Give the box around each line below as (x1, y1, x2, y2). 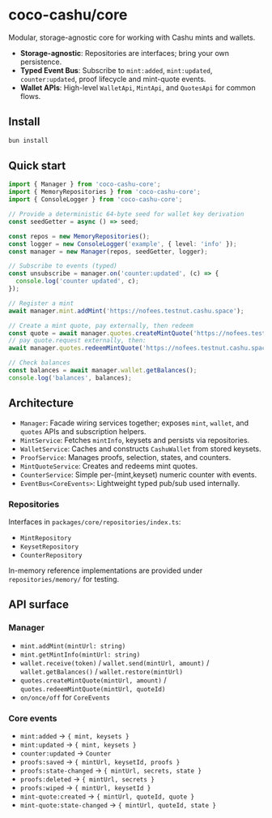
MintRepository (19, 534, 72, 542)
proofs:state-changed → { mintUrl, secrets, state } (19, 765, 202, 775)
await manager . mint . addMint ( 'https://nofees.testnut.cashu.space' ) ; (8, 307, 244, 315)
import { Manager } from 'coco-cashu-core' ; (8, 180, 161, 188)
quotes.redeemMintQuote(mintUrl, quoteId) (19, 685, 166, 693)
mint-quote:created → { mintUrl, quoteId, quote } (19, 791, 195, 801)
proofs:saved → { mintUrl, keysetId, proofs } (19, 756, 181, 766)
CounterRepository (19, 551, 83, 559)
